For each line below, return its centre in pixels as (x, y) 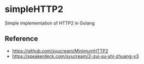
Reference (21, 39)
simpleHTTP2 (34, 9)
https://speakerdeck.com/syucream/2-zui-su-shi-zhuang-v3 (76, 56)
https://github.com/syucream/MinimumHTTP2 (60, 50)
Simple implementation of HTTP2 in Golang (50, 23)
